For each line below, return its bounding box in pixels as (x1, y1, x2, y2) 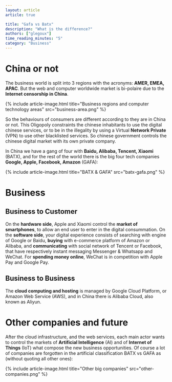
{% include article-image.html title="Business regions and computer (5, 101, 149, 107)
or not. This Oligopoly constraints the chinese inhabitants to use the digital (5, 121, 162, 128)
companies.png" (5, 371, 40, 377)
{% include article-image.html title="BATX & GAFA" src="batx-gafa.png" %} (5, 169, 165, 175)
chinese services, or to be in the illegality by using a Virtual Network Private (5, 127, 166, 133)
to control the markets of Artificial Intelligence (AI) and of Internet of (5, 339, 152, 345)
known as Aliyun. (5, 299, 41, 305)
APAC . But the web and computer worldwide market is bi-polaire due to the (5, 85, 165, 92)
